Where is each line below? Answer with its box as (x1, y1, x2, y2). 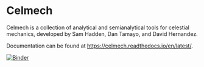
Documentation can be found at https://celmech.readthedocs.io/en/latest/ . (6, 42, 193, 49)
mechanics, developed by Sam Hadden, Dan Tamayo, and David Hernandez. (6, 30, 198, 37)
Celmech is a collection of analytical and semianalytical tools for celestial (6, 24, 190, 31)
